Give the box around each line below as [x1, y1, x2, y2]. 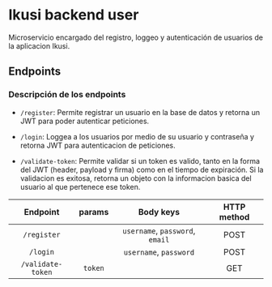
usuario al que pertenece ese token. [19, 182, 141, 191]
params [79, 206, 109, 217]
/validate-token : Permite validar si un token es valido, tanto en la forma [19, 156, 261, 165]
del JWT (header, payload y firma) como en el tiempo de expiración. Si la [19, 165, 264, 174]
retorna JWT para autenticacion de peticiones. [19, 140, 176, 150]
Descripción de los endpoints [8, 89, 126, 101]
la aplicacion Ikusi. [8, 41, 70, 50]
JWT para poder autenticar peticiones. [19, 116, 150, 126]
